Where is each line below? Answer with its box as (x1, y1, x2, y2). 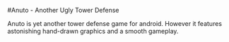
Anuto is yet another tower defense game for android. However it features (7, 20, 223, 27)
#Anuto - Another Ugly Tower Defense (7, 6, 119, 14)
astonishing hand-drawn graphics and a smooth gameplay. (7, 27, 179, 35)
